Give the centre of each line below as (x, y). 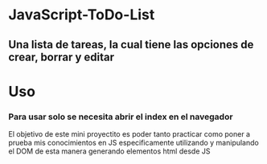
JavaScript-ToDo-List (82, 15)
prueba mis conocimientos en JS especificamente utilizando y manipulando (133, 143)
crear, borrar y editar (62, 57)
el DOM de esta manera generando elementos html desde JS (109, 151)
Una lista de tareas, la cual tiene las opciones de (131, 45)
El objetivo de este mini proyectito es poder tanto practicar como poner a (129, 134)
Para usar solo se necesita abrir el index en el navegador (121, 117)
